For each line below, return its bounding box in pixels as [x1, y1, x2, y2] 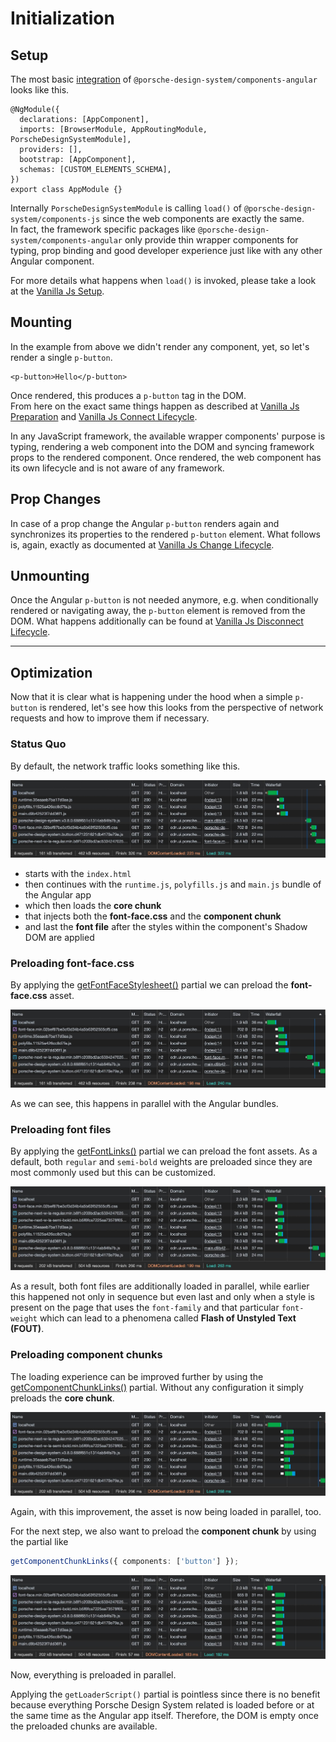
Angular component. [10, 255, 95, 267]
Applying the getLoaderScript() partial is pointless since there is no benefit [10, 1688, 321, 1700]
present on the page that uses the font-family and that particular [10, 1302, 280, 1314]
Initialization [10, 7, 115, 30]
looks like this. [10, 84, 70, 96]
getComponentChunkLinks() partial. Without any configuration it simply [10, 1381, 304, 1393]
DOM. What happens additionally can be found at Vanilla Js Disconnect [10, 615, 304, 627]
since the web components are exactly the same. [102, 213, 305, 224]
